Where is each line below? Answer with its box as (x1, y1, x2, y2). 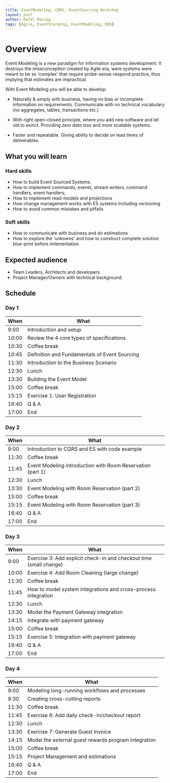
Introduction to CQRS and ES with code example (27, 445, 142, 452)
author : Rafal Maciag (5, 17, 51, 22)
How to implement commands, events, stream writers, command (12, 184, 148, 190)
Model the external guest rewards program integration (27, 736, 156, 743)
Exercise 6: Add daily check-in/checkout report (27, 711, 141, 719)
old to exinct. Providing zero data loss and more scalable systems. (12, 122, 152, 128)
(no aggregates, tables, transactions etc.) (12, 107, 99, 113)
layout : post (5, 12, 33, 17)
